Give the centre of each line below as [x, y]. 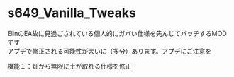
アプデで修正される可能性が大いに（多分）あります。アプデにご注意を [110, 51]
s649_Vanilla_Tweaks [72, 13]
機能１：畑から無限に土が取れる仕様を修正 [69, 66]
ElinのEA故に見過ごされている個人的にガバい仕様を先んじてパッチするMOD [117, 33]
